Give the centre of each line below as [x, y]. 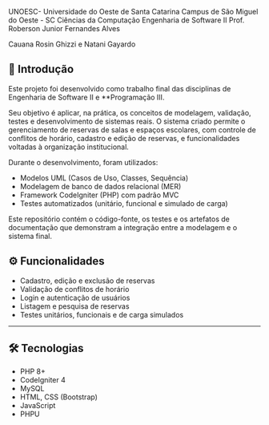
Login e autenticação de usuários [75, 297]
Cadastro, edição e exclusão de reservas [87, 281]
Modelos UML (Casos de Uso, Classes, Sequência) [104, 178]
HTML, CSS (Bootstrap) [59, 397]
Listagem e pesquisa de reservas [74, 306]
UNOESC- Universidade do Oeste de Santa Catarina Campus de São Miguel [133, 12]
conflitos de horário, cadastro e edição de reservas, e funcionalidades [124, 138]
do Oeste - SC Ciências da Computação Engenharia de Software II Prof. [126, 20]
